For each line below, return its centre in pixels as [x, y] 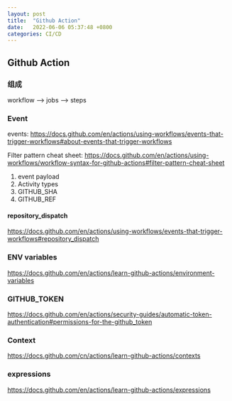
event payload [38, 177]
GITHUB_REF [37, 199]
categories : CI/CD [34, 34]
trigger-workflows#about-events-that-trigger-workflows [90, 141]
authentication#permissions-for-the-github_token [80, 322]
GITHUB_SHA [38, 192]
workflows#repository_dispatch [53, 239]
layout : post [27, 14]
